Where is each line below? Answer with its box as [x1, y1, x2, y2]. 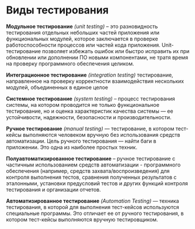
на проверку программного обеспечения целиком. [6, 60, 134, 67]
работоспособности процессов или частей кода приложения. [6, 41, 161, 48]
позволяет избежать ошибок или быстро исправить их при [41, 47, 190, 54]
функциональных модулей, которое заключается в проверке [6, 35, 159, 42]
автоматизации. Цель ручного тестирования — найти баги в [6, 137, 156, 144]
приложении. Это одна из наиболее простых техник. [6, 144, 138, 151]
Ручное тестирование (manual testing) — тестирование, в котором [6, 125, 175, 132]
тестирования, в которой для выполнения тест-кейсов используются [6, 203, 179, 210]
